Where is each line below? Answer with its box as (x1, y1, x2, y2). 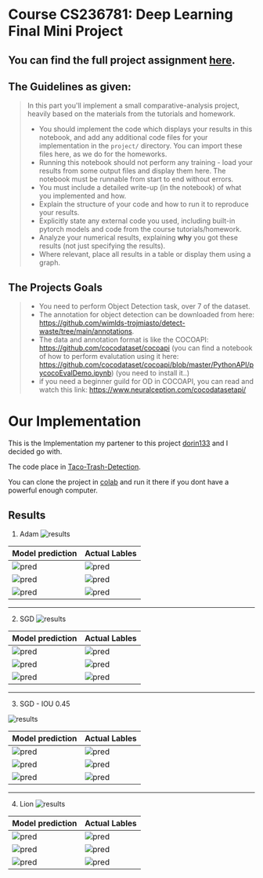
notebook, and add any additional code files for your (38, 133, 208, 142)
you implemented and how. (38, 191, 127, 201)
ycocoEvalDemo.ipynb (38, 368, 112, 378)
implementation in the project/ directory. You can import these (38, 141, 243, 151)
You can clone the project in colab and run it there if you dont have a (8, 477, 229, 487)
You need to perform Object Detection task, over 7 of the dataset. (38, 302, 250, 311)
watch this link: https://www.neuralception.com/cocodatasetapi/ (38, 385, 247, 394)
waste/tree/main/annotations (38, 327, 133, 336)
